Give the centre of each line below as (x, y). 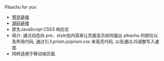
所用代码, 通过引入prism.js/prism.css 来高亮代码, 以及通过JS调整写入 (85, 41)
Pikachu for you (21, 7)
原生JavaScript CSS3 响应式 (40, 29)
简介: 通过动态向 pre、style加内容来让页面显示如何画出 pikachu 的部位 (83, 35)
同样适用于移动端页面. (34, 54)
